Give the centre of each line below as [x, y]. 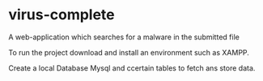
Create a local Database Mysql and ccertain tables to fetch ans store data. [132, 68]
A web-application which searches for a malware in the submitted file [124, 37]
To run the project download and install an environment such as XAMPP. [129, 52]
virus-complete [62, 15]
